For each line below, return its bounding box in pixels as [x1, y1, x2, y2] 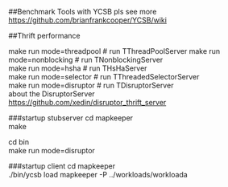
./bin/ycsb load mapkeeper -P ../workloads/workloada [8, 170, 188, 179]
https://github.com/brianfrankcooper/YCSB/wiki [8, 15, 168, 25]
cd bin [8, 137, 30, 147]
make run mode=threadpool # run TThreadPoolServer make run [8, 47, 221, 55]
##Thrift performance [8, 31, 81, 40]
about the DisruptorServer [8, 89, 95, 99]
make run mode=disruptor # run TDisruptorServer [8, 80, 174, 90]
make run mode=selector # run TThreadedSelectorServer [8, 72, 200, 81]
